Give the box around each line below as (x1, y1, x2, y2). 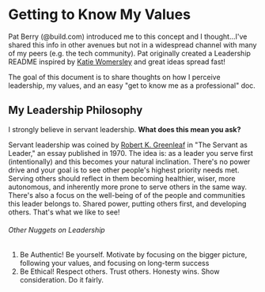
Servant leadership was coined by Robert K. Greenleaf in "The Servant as (8, 140, 248, 150)
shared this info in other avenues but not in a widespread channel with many (8, 40, 257, 49)
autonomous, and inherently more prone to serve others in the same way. (8, 182, 248, 192)
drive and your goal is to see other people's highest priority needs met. (8, 165, 240, 175)
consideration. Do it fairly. (19, 275, 104, 284)
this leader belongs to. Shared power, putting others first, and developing (8, 199, 247, 208)
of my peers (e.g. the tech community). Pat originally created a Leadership (8, 48, 252, 58)
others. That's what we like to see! (8, 207, 120, 217)
